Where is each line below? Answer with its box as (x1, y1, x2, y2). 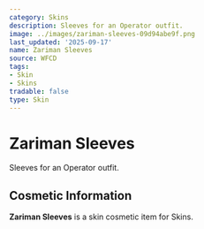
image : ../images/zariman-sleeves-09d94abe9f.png (9, 29, 196, 38)
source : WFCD (9, 54, 57, 63)
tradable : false (9, 87, 69, 95)
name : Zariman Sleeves (9, 46, 93, 55)
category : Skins (9, 12, 69, 22)
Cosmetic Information (9, 187, 132, 203)
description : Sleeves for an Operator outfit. (9, 21, 184, 30)
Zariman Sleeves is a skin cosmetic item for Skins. (9, 211, 194, 222)
